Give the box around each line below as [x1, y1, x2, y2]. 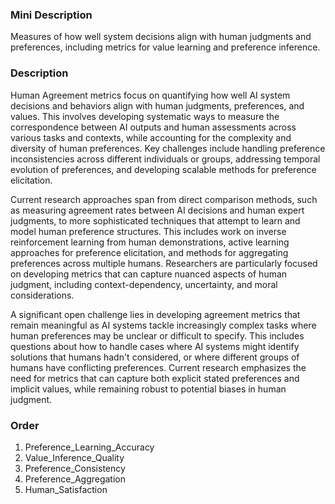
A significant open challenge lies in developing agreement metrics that [10, 308, 301, 320]
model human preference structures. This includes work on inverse [10, 225, 287, 237]
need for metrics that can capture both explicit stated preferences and [10, 372, 300, 384]
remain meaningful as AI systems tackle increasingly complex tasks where [10, 319, 317, 331]
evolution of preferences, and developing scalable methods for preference [10, 163, 317, 175]
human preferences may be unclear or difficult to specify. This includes [10, 329, 305, 342]
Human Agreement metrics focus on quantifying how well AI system [10, 89, 291, 101]
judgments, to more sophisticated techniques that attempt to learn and [10, 214, 301, 227]
